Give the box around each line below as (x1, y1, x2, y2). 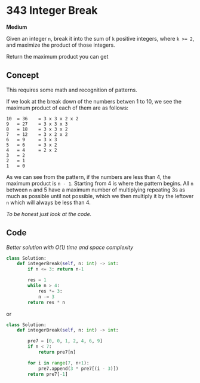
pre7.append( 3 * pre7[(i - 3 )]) (38, 366, 119, 372)
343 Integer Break (6, 4, 98, 17)
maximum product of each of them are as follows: (6, 104, 129, 111)
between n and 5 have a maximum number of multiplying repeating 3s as (6, 186, 185, 193)
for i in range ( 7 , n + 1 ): (27, 360, 90, 366)
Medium (6, 23, 27, 31)
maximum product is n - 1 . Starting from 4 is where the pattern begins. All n (6, 180, 194, 187)
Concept (6, 70, 39, 81)
